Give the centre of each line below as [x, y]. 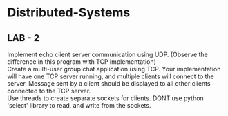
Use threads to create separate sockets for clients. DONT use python [105, 98]
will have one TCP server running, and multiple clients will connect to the [111, 76]
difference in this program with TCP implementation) [82, 62]
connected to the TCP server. [49, 91]
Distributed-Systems [69, 13]
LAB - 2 [23, 38]
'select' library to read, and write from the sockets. [79, 105]
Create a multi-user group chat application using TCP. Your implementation [114, 69]
